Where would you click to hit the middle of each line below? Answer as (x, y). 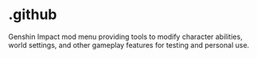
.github (33, 15)
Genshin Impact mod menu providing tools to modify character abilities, (125, 37)
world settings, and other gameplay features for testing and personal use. (129, 44)
